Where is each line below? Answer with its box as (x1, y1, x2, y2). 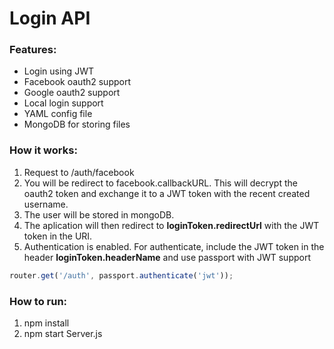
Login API (9, 7, 91, 30)
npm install (23, 317, 70, 329)
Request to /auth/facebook (23, 166, 135, 178)
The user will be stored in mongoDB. (23, 208, 175, 221)
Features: (9, 43, 57, 57)
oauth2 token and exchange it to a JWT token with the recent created (23, 187, 311, 199)
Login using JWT (23, 65, 94, 77)
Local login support (23, 97, 104, 109)
